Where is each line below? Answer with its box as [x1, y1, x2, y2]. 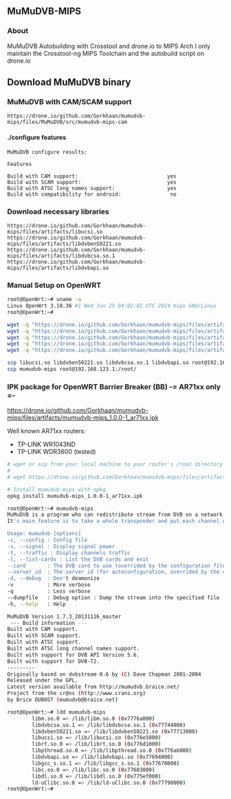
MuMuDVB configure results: [7, 148, 88, 156]
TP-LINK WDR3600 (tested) [16, 448, 96, 456]
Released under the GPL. [7, 677, 78, 684]
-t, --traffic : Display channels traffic [7, 549, 131, 557]
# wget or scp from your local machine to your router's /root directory [7, 461, 223, 468]
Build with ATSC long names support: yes [7, 185, 177, 191]
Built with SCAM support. [7, 632, 81, 639]
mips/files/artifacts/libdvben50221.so [7, 240, 122, 247]
